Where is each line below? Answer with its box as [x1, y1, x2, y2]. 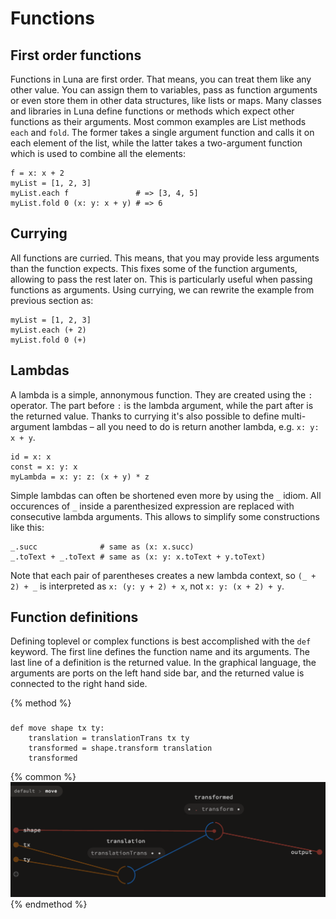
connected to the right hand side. [10, 678, 148, 690]
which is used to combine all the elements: [10, 148, 186, 159]
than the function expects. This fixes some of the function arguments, [10, 262, 298, 274]
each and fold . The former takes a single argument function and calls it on [10, 127, 315, 138]
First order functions [10, 47, 142, 64]
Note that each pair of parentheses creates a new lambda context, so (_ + [10, 569, 317, 581]
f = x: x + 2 [10, 168, 65, 178]
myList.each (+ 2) [10, 325, 87, 335]
